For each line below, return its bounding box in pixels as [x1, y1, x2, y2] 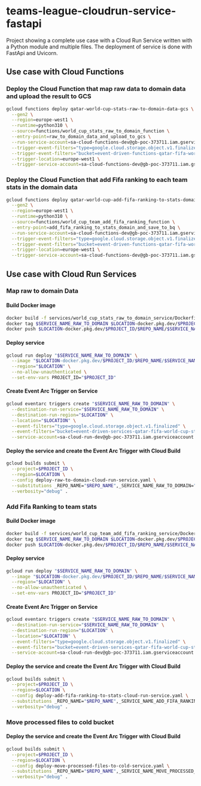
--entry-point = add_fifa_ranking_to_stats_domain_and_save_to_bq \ [11, 224, 181, 230]
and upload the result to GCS [6, 92, 92, 101]
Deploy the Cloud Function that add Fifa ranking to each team [6, 175, 188, 184]
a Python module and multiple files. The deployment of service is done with [6, 43, 193, 50]
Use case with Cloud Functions [6, 67, 124, 77]
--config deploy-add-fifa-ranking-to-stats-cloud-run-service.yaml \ [11, 693, 188, 699]
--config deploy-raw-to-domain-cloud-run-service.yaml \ [11, 477, 157, 483]
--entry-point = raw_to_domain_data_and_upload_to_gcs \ [11, 133, 151, 139]
